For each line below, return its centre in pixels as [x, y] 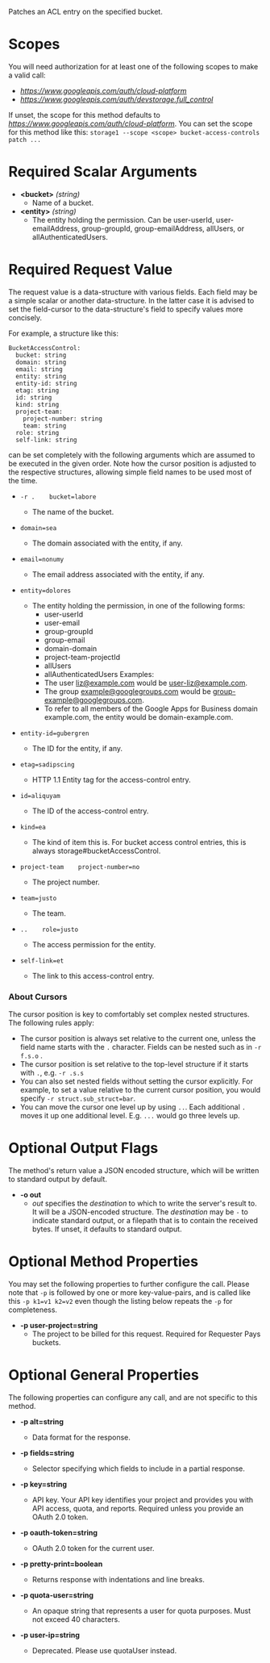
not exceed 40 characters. [76, 1619]
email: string [39, 369]
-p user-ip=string [50, 1635]
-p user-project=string [59, 1325]
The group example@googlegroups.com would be [127, 691]
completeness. [33, 1310]
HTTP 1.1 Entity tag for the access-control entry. [111, 779]
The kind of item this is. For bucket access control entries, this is [139, 842]
